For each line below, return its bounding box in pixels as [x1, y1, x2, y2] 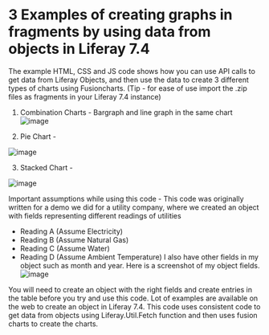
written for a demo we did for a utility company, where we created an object [8, 202, 259, 212]
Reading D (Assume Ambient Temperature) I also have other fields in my [19, 251, 259, 262]
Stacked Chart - [19, 162, 74, 172]
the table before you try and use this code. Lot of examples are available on [8, 293, 259, 303]
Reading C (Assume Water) [19, 243, 110, 253]
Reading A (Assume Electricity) [19, 227, 123, 236]
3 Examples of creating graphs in [8, 6, 233, 24]
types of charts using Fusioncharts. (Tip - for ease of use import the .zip [8, 83, 247, 93]
